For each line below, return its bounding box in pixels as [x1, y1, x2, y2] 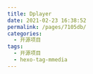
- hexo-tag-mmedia [13, 56, 68, 63]
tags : [7, 43, 23, 50]
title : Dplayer [7, 10, 52, 18]
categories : [7, 30, 42, 37]
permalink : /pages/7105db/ [7, 23, 87, 30]
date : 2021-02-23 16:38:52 [7, 17, 87, 24]
